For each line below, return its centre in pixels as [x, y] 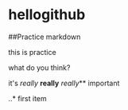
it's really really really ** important [64, 83]
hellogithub [47, 15]
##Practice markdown [45, 37]
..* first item [28, 98]
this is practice [33, 52]
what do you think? [39, 67]
